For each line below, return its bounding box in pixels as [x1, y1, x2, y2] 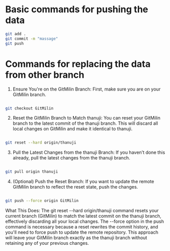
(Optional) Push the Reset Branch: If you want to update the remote [12, 178, 154, 185]
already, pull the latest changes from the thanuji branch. [12, 155, 130, 161]
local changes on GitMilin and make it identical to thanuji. [12, 126, 133, 132]
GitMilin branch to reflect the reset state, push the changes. [12, 184, 138, 190]
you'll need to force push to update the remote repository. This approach [5, 229, 159, 235]
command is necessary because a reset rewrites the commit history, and [5, 224, 158, 230]
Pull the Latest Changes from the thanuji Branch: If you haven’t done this [12, 149, 165, 155]
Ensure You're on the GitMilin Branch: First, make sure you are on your [12, 86, 161, 92]
